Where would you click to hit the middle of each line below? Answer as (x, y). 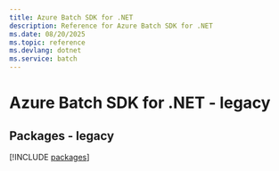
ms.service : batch (43, 59)
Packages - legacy (62, 136)
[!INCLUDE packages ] (49, 157)
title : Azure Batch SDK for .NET (71, 17)
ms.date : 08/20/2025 (48, 34)
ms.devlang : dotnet (45, 51)
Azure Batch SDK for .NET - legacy (140, 103)
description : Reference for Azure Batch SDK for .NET (111, 26)
